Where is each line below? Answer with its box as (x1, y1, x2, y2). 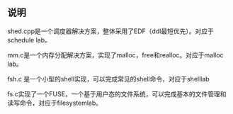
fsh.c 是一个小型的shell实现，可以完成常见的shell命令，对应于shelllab (7, 74, 210, 83)
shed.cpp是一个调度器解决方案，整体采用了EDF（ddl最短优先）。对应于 (7, 27, 214, 35)
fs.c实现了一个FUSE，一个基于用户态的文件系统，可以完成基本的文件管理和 (7, 89, 227, 98)
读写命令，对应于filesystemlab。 (7, 98, 103, 107)
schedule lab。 (7, 35, 51, 44)
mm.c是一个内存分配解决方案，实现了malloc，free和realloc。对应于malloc (7, 50, 225, 59)
